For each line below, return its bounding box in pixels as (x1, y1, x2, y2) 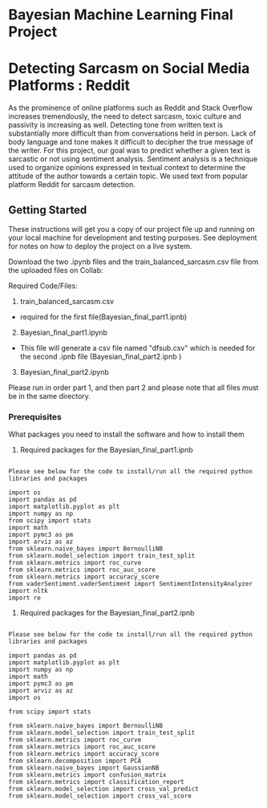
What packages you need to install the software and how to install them (8, 429, 245, 439)
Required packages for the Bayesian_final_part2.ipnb (19, 608, 195, 618)
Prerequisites (8, 411, 62, 422)
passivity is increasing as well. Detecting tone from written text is (8, 120, 223, 130)
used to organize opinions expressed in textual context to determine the (8, 163, 246, 173)
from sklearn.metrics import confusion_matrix (8, 771, 167, 779)
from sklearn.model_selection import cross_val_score (8, 792, 192, 800)
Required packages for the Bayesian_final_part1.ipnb (19, 445, 194, 455)
